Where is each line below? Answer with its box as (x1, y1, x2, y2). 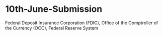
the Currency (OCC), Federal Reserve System (5, 25, 98, 31)
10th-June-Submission (5, 3, 103, 15)
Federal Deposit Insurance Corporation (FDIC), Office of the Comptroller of (5, 20, 158, 26)
